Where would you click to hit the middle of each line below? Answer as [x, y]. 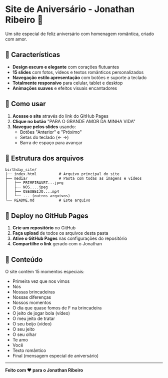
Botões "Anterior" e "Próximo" [51, 132]
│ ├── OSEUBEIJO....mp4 [32, 192]
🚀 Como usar [25, 104]
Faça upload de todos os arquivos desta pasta [60, 233]
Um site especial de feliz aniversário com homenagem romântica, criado [79, 34]
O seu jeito [23, 329]
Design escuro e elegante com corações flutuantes [66, 67]
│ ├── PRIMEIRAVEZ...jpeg [34, 183]
